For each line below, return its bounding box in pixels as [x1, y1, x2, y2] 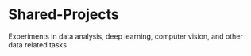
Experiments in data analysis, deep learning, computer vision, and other [8, 32, 244, 41]
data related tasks [8, 39, 68, 49]
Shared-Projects [8, 6, 119, 24]
